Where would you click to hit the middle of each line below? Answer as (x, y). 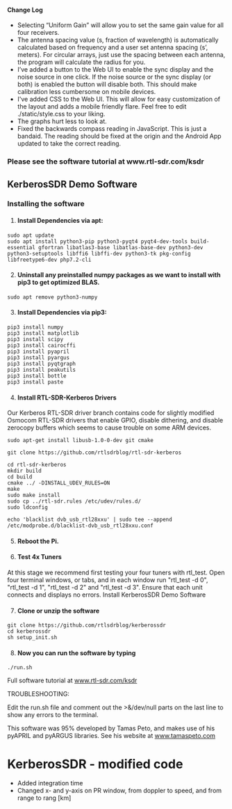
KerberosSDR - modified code (95, 764)
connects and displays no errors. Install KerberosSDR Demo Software (107, 595)
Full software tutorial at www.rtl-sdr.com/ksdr (72, 681)
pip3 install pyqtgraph (42, 364)
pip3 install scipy (35, 340)
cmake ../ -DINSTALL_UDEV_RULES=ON (59, 483)
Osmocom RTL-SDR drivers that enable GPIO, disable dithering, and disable (115, 421)
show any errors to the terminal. (53, 715)
